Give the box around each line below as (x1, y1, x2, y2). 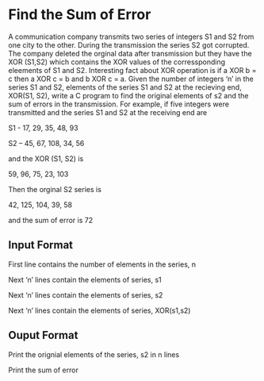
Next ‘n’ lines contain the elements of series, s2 (8, 290, 163, 299)
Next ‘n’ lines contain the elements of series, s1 (8, 275, 162, 284)
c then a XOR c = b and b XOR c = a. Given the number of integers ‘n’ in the (8, 74, 254, 83)
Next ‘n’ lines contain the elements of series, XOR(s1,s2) (8, 306, 191, 315)
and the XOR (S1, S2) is (8, 153, 84, 164)
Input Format (8, 238, 74, 252)
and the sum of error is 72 (8, 215, 94, 225)
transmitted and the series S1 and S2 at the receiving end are (8, 107, 208, 117)
